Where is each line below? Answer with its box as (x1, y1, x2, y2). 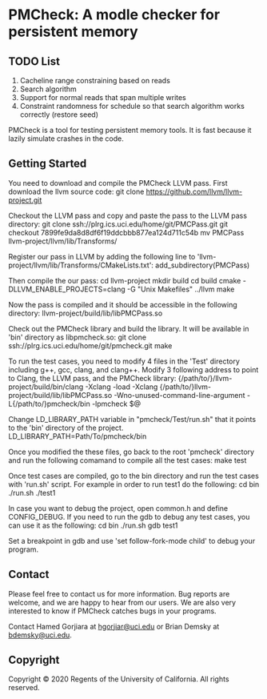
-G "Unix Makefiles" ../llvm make (126, 284, 235, 294)
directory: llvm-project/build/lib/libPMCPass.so (8, 308, 163, 318)
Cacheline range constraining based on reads (19, 76, 170, 85)
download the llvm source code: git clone (8, 187, 145, 196)
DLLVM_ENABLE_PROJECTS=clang (8, 284, 126, 294)
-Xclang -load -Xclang (85, 382, 158, 392)
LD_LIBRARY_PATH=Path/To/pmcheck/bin (8, 431, 147, 441)
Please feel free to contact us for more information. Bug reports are (8, 589, 230, 598)
